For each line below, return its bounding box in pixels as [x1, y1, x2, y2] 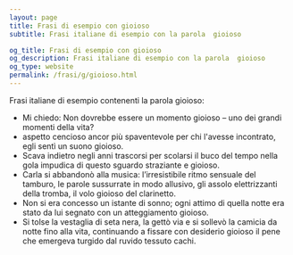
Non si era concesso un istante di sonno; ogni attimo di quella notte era [21, 197, 285, 208]
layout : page [9, 12, 58, 22]
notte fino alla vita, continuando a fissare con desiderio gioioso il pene [21, 226, 281, 236]
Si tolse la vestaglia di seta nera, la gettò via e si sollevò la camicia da [21, 216, 278, 227]
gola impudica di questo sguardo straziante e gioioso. [21, 160, 221, 170]
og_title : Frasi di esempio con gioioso [9, 45, 163, 54]
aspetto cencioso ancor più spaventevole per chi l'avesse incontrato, [21, 131, 276, 142]
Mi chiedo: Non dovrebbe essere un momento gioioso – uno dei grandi [21, 112, 282, 123]
